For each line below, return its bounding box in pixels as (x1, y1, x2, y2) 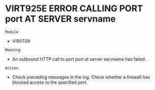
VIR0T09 (12, 38, 30, 44)
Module (5, 29, 19, 34)
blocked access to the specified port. (12, 79, 88, 85)
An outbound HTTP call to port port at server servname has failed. (12, 56, 146, 62)
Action (5, 66, 19, 70)
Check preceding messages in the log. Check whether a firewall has (12, 74, 151, 80)
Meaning (5, 47, 21, 52)
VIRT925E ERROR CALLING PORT (5, 3, 143, 14)
